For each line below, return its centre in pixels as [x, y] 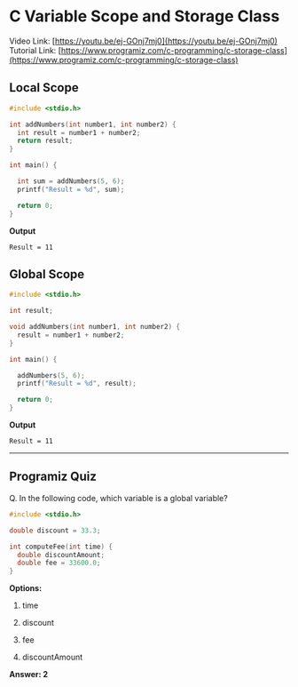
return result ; [45, 141]
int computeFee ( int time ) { [61, 547]
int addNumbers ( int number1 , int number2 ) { [93, 124]
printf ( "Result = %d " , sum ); [71, 189]
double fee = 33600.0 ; [59, 563]
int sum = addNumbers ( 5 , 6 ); [71, 181]
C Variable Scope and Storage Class [145, 16]
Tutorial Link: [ [35, 50]
